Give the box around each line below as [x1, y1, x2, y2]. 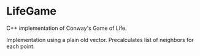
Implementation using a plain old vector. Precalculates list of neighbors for [6, 36, 194, 43]
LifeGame [6, 4, 57, 18]
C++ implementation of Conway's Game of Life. [6, 24, 127, 32]
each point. [6, 43, 35, 50]
